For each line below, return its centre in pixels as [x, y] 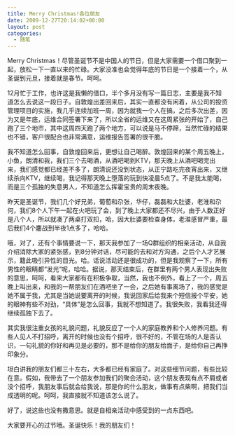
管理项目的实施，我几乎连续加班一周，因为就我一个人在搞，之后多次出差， [114, 111]
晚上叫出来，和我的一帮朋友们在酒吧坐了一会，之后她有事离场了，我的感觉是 [117, 287]
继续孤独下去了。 [32, 313]
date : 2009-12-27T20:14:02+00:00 [56, 20]
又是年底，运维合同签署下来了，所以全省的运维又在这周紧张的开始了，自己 [120, 119]
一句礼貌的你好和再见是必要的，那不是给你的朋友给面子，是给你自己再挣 [123, 346]
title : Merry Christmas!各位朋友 [54, 14]
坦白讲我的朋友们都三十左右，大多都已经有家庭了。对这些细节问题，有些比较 [117, 369]
